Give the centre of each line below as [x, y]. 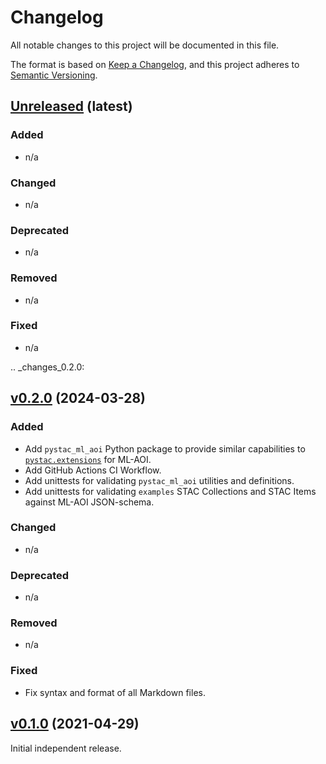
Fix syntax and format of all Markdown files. [115, 692]
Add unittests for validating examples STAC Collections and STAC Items [170, 491]
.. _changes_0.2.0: [47, 367]
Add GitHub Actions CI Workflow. [93, 470]
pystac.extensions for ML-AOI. [88, 459]
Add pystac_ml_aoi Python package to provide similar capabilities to [165, 448]
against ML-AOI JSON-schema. [89, 502]
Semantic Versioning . [54, 75]
